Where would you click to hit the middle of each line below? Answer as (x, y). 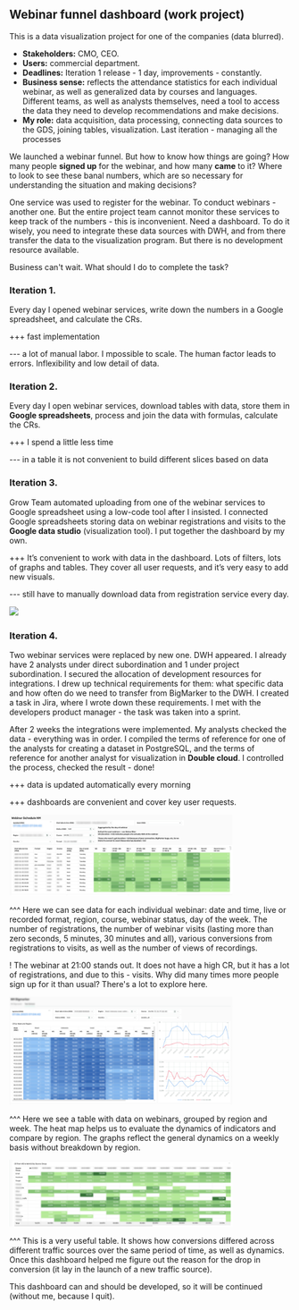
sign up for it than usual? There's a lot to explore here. (108, 984)
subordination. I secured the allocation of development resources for (135, 674)
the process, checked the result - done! (82, 767)
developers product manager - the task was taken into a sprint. (125, 712)
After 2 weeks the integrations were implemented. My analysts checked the (148, 729)
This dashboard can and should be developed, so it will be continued (136, 1287)
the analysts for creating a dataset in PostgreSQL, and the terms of (132, 748)
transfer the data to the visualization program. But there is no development (146, 240)
